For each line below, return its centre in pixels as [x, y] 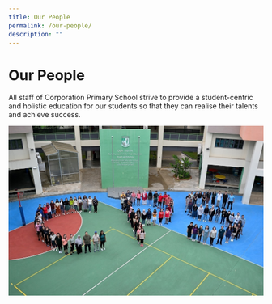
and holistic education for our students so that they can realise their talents [134, 106]
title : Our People [39, 17]
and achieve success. [45, 115]
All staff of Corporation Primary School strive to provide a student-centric [131, 98]
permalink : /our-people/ [50, 25]
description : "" [36, 34]
